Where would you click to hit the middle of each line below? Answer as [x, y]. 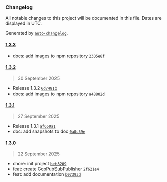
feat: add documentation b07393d [47, 174]
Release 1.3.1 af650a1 [34, 126]
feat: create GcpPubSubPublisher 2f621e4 [56, 169]
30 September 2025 [38, 78]
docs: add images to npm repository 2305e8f [59, 56]
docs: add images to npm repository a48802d [59, 94]
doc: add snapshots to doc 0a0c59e [49, 131]
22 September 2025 [38, 154]
